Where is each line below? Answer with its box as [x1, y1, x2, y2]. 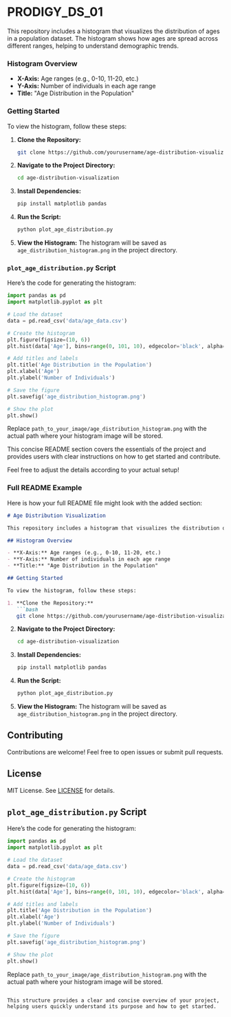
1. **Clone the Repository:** [7, 599, 94, 607]
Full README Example [7, 483, 82, 493]
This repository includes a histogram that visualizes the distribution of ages [7, 27, 220, 35]
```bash [16, 606, 38, 613]
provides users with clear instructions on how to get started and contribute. [7, 452, 221, 461]
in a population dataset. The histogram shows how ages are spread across [7, 34, 219, 42]
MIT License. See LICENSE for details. [7, 786, 115, 794]
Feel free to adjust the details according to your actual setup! [7, 466, 180, 474]
